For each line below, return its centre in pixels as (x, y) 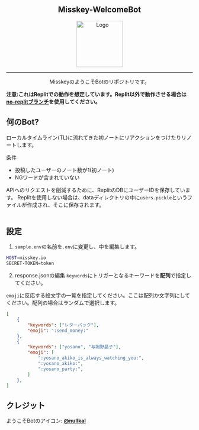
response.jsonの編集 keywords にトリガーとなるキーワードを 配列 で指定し (103, 276)
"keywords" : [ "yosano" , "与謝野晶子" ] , (74, 347)
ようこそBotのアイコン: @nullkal (46, 421)
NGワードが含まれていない (47, 177)
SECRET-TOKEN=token (30, 264)
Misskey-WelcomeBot (99, 10)
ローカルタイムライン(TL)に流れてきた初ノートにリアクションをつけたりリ (96, 137)
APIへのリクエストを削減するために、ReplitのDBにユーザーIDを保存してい (96, 190)
